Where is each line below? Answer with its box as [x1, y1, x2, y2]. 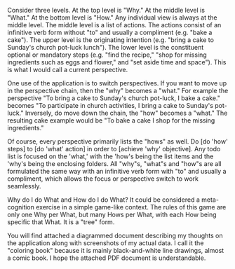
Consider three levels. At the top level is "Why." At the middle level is [7, 6, 206, 14]
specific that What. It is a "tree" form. [7, 218, 115, 226]
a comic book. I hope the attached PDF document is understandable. [7, 254, 206, 262]
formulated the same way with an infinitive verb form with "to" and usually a [7, 167, 227, 175]
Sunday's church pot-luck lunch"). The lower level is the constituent [7, 43, 204, 51]
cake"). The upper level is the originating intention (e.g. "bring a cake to [7, 36, 214, 44]
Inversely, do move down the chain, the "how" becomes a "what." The [25, 109, 228, 117]
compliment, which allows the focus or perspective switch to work [7, 174, 199, 183]
